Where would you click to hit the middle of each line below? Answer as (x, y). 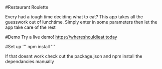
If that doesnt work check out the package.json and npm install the (74, 56)
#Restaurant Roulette (27, 7)
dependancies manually (30, 61)
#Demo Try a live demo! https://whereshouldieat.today (61, 37)
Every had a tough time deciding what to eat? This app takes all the (74, 17)
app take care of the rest (30, 27)
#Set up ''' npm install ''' (30, 46)
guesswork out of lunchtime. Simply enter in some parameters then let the (81, 22)
